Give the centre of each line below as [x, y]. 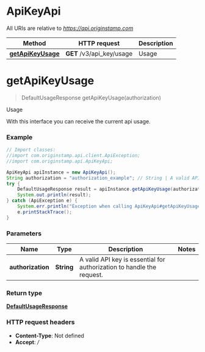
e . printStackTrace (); [45, 212]
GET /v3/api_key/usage [99, 53]
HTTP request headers [41, 322]
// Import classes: [31, 150]
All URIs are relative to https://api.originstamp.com [70, 28]
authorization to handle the [118, 267]
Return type [24, 293]
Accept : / [27, 342]
